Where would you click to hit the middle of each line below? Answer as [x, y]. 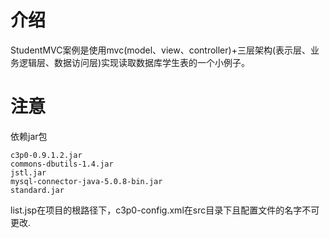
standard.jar [37, 190]
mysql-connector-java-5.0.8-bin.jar [86, 181]
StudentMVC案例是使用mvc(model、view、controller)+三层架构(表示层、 [161, 50]
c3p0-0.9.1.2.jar [46, 155]
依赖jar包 [29, 136]
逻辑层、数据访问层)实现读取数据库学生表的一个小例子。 [134, 62]
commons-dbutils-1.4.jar [62, 164]
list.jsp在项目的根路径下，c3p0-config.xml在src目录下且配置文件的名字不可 [165, 210]
